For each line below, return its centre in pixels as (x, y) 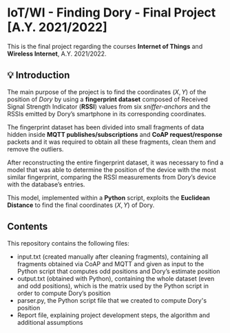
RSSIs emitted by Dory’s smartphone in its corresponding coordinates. (107, 114)
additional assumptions (50, 322)
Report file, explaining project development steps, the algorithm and (113, 315)
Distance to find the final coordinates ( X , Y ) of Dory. (81, 205)
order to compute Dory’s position (64, 293)
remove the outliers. (35, 149)
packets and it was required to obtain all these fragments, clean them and (112, 142)
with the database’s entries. (46, 184)
